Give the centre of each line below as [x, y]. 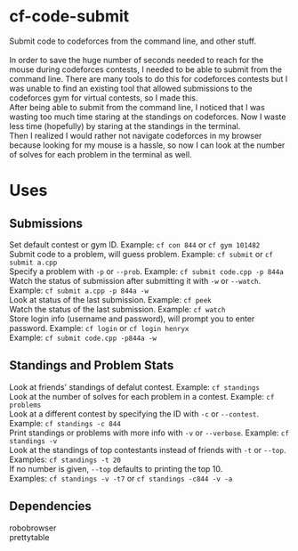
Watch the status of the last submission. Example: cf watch [117, 309]
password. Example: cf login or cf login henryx [99, 328]
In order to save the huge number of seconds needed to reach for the [137, 60]
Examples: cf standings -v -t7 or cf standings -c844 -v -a [121, 478]
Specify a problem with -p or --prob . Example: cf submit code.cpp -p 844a [147, 271]
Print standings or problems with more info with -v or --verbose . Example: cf [149, 433]
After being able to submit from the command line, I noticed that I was [137, 107]
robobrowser [33, 528]
